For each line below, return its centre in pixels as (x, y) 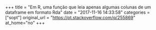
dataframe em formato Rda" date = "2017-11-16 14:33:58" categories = (78, 12)
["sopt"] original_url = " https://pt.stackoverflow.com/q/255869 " (70, 17)
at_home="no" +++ (25, 23)
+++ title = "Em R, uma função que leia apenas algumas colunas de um (78, 7)
